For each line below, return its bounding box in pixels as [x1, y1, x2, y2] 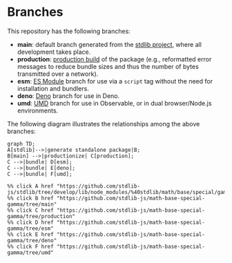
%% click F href [7, 243, 54, 250]
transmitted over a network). [17, 70, 99, 78]
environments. [17, 106, 59, 115]
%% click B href [7, 195, 54, 202]
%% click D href [7, 219, 54, 226]
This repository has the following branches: [7, 27, 131, 35]
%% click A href [7, 182, 54, 190]
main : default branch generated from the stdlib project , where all [17, 40, 202, 48]
